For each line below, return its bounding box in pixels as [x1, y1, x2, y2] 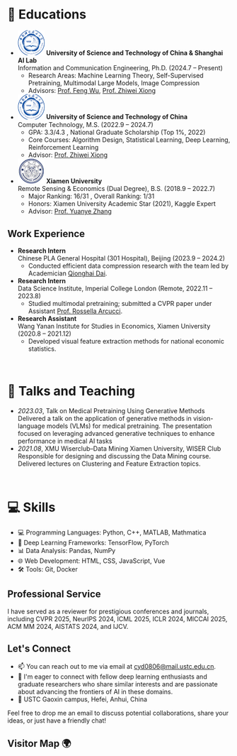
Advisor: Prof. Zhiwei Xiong [28, 150, 108, 159]
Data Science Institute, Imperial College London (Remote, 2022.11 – [17, 284, 213, 293]
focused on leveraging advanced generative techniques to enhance [17, 429, 215, 438]
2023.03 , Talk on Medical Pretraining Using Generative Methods [17, 407, 205, 415]
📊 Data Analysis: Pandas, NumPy [17, 547, 116, 555]
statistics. [28, 344, 57, 354]
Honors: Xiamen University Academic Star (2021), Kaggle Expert [28, 199, 216, 208]
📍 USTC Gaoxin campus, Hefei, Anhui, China [17, 695, 147, 703]
